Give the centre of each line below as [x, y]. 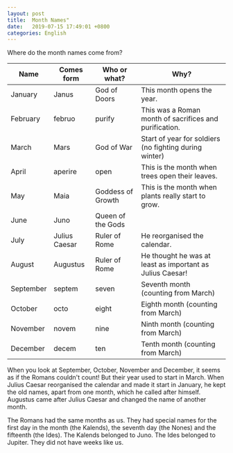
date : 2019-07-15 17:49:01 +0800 [59, 26]
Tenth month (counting [178, 344]
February [25, 119]
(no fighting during [172, 148]
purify [105, 119]
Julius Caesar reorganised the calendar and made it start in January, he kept [116, 385]
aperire [65, 172]
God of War [114, 148]
